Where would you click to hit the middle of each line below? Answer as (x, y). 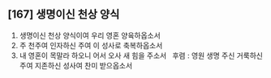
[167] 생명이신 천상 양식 (64, 14)
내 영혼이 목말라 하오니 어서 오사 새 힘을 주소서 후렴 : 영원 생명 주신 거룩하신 (141, 55)
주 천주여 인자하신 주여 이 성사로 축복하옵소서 (91, 45)
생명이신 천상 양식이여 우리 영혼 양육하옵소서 (90, 35)
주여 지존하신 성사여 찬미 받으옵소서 (76, 65)
